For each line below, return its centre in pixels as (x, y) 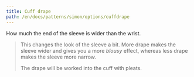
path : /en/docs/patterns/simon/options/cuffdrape (68, 17)
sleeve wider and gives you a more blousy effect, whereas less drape (104, 50)
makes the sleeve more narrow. (58, 57)
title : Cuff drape (28, 11)
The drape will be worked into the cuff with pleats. (81, 68)
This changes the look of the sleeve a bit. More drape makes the (98, 45)
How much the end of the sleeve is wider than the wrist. (74, 33)
